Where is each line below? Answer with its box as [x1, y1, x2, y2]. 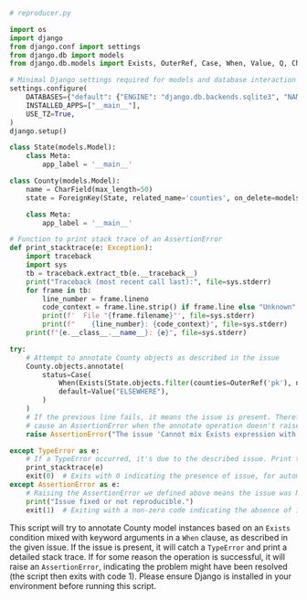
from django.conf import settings [9, 42, 142, 51]
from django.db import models [9, 50, 125, 59]
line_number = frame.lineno [42, 294, 149, 303]
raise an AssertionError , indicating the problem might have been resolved [9, 561, 288, 572]
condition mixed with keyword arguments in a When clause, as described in [9, 532, 289, 542]
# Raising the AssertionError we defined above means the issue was [26, 489, 292, 498]
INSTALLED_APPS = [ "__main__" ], [26, 100, 142, 110]
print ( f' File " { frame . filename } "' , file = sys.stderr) [42, 311, 256, 321]
